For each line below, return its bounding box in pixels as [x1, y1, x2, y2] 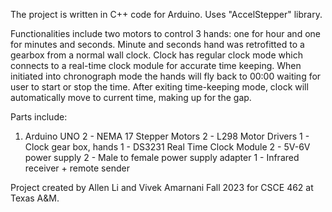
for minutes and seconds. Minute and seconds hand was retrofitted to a [10, 39, 305, 50]
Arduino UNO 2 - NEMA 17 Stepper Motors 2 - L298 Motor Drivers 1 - [24, 130, 310, 142]
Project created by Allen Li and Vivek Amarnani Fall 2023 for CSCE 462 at [10, 182, 314, 193]
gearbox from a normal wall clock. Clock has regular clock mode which [10, 49, 303, 61]
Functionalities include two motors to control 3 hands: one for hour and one [10, 28, 321, 39]
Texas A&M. [10, 192, 60, 204]
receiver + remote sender [24, 162, 130, 174]
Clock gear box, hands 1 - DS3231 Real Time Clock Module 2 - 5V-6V [24, 141, 311, 153]
